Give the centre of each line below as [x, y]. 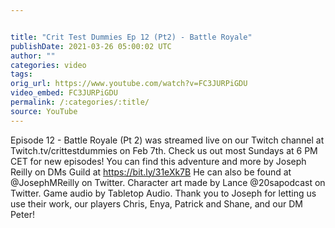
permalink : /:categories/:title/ [80, 102]
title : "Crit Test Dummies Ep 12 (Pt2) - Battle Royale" [131, 37]
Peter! [22, 214]
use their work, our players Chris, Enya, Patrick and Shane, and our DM [157, 203]
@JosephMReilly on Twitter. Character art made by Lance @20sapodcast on [168, 182]
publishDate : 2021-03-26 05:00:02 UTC [91, 46]
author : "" [33, 56]
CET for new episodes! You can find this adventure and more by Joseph [158, 161]
